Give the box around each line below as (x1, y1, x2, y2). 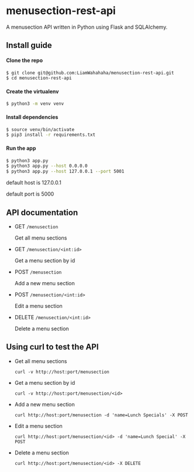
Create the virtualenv (6, 88, 59, 95)
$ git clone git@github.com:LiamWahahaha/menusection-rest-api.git (6, 70, 175, 76)
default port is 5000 (6, 190, 55, 197)
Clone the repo (6, 57, 43, 64)
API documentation (6, 207, 78, 217)
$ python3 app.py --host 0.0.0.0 (6, 163, 88, 169)
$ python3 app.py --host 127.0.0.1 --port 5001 (6, 169, 125, 175)
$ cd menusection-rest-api (6, 75, 72, 81)
